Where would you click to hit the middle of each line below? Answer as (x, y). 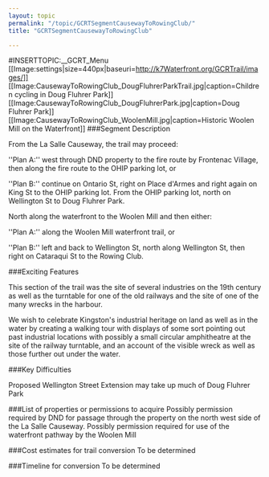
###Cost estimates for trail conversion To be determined (102, 450)
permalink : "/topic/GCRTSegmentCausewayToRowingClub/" (102, 23)
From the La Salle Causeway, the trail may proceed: (93, 145)
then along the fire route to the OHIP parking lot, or (92, 169)
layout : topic (32, 16)
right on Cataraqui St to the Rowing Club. (76, 256)
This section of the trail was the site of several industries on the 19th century (135, 287)
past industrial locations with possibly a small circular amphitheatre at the (130, 337)
